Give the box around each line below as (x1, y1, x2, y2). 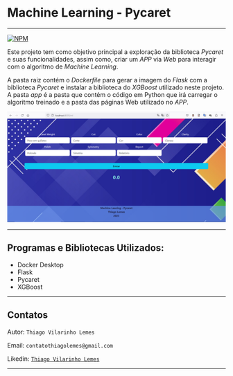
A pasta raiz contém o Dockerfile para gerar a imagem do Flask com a (7, 75, 208, 84)
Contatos (7, 310, 49, 321)
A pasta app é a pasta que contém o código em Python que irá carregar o (7, 90, 218, 98)
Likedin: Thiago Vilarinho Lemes (7, 355, 100, 363)
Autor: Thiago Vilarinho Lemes (7, 328, 95, 336)
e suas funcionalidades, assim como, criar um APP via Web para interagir (7, 55, 217, 63)
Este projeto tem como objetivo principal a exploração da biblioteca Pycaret (7, 47, 224, 56)
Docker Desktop (17, 260, 64, 269)
